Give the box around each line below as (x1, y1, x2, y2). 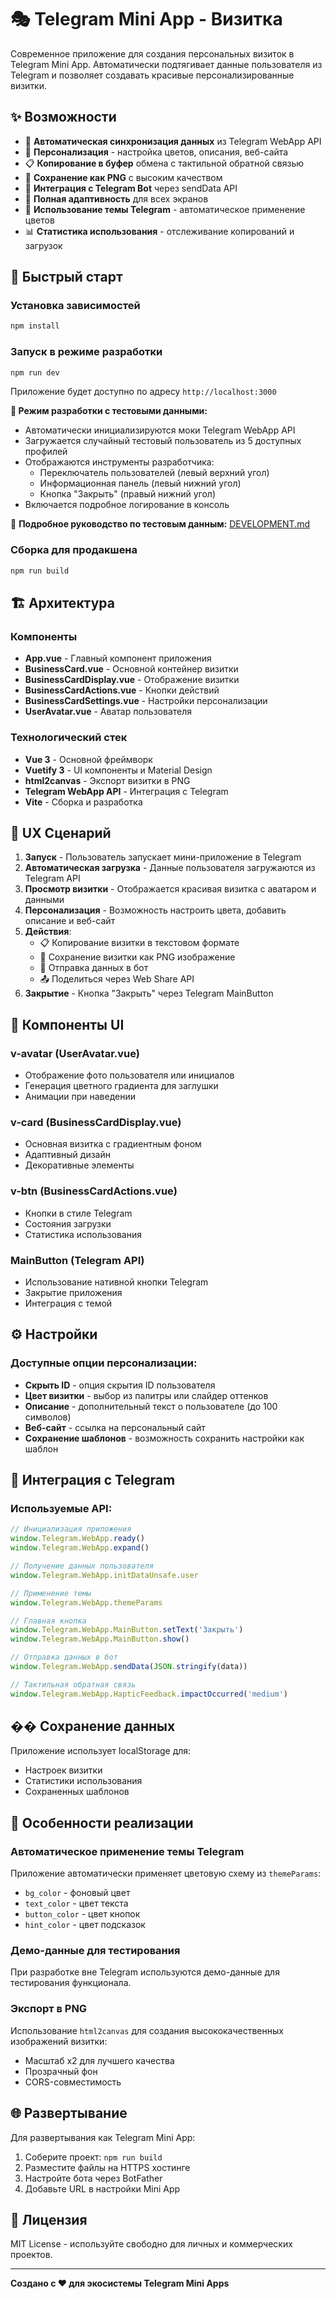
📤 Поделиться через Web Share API (39, 973, 195, 985)
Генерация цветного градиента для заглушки (24, 1080, 219, 1092)
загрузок (24, 239, 63, 251)
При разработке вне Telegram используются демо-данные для (10, 1966, 280, 1978)
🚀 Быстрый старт (10, 269, 123, 286)
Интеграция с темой (24, 1297, 113, 1310)
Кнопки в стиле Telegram (24, 1207, 133, 1219)
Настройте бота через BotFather (24, 2172, 163, 2184)
